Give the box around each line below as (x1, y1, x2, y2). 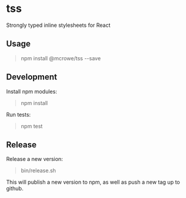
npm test (20, 122, 43, 129)
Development (6, 72, 58, 82)
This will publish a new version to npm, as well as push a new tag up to (6, 178, 180, 186)
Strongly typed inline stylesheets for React (6, 21, 111, 29)
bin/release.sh (20, 167, 57, 174)
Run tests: (6, 111, 31, 118)
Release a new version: (6, 156, 63, 163)
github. (6, 185, 24, 192)
